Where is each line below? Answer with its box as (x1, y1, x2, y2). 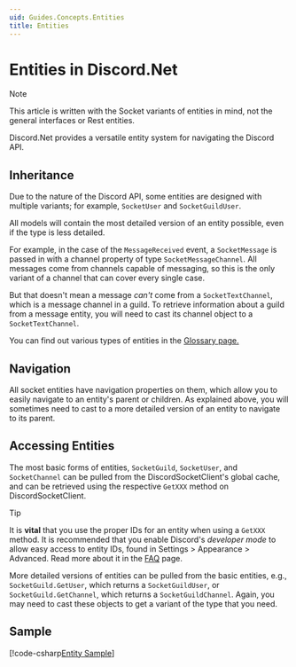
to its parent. (9, 413, 56, 424)
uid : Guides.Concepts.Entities (9, 12, 125, 22)
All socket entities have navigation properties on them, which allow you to (9, 385, 278, 396)
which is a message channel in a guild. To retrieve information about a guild (9, 299, 285, 310)
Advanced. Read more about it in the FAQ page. (9, 553, 183, 563)
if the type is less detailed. (9, 227, 105, 238)
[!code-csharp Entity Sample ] (9, 647, 115, 658)
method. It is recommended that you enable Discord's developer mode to (9, 534, 277, 545)
